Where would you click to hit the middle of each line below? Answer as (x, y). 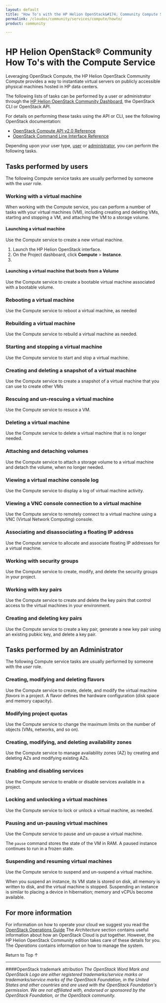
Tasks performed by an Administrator (65, 650)
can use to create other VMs (34, 386)
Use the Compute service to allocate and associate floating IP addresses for (83, 543)
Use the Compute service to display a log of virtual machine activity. (75, 491)
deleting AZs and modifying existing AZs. (47, 758)
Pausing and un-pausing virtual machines (57, 823)
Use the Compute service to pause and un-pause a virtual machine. (74, 834)
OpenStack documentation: (33, 122)
